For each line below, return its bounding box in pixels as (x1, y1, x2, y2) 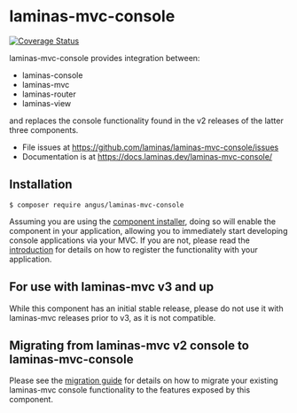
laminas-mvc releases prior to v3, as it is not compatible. (9, 312, 216, 323)
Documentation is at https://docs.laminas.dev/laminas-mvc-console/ (21, 151, 273, 161)
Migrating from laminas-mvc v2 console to (9, 338, 250, 353)
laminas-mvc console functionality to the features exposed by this (9, 385, 251, 395)
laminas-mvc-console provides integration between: (9, 52, 200, 63)
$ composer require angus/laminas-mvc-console (9, 200, 184, 209)
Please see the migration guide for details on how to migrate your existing (9, 375, 278, 386)
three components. (9, 124, 79, 135)
